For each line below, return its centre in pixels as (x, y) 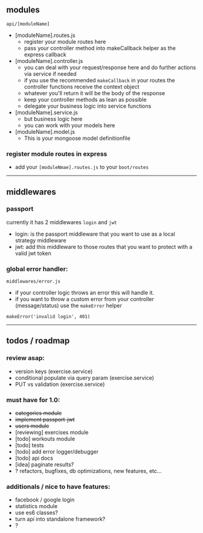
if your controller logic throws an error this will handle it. (85, 293)
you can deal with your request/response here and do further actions (110, 67)
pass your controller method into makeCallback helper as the (100, 48)
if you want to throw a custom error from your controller (84, 299)
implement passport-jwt (45, 420)
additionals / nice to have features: (58, 487)
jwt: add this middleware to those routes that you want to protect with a (104, 247)
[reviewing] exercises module (52, 432)
